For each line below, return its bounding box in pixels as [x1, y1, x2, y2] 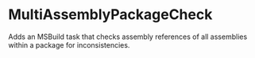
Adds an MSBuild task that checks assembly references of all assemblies [8, 32, 248, 41]
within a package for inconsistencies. [8, 40, 130, 49]
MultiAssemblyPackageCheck [8, 6, 213, 24]
